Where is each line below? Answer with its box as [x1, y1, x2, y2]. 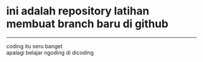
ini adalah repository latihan [6, 4, 150, 18]
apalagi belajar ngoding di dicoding [6, 49, 94, 56]
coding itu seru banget [6, 42, 63, 49]
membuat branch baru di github [6, 17, 169, 31]
